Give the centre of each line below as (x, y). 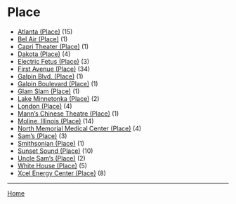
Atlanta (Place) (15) (45, 32)
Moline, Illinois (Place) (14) (55, 121)
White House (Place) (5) (52, 165)
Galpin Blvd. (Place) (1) (50, 76)
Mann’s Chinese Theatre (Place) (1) (68, 114)
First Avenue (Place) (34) (54, 69)
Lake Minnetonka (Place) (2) (58, 98)
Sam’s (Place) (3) (42, 136)
